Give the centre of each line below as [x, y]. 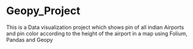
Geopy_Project [43, 11]
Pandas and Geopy [30, 40]
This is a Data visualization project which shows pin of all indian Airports [95, 27]
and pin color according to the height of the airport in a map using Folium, [97, 33]
